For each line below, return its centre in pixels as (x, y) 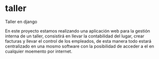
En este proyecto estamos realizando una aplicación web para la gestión (78, 31)
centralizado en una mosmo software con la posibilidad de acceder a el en (80, 46)
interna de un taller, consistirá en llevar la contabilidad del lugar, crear (75, 36)
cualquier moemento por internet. (39, 51)
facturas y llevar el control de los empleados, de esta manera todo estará (78, 41)
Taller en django (21, 22)
